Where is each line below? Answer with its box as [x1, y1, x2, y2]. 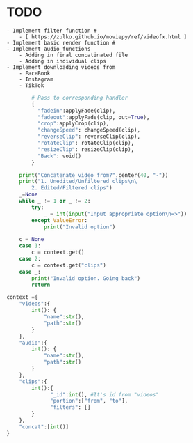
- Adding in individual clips [19, 57, 107, 65]
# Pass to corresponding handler [31, 94, 128, 101]
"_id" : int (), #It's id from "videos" [50, 391, 159, 398]
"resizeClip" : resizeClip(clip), [37, 146, 135, 153]
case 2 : [19, 256, 41, 263]
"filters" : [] [50, 404, 91, 411]
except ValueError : [31, 217, 88, 224]
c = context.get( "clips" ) [31, 262, 107, 269]
